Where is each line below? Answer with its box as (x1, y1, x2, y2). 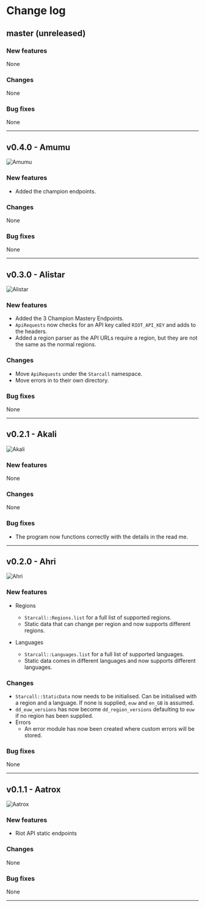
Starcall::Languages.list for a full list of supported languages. (24, 650, 185, 658)
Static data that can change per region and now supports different (24, 620, 191, 627)
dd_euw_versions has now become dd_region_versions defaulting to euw (15, 705, 195, 713)
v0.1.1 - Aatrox (6, 784, 61, 794)
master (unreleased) (6, 28, 86, 39)
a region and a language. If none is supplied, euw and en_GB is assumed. (15, 699, 195, 706)
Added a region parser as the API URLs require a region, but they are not (15, 334, 198, 342)
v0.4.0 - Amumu (6, 142, 71, 152)
